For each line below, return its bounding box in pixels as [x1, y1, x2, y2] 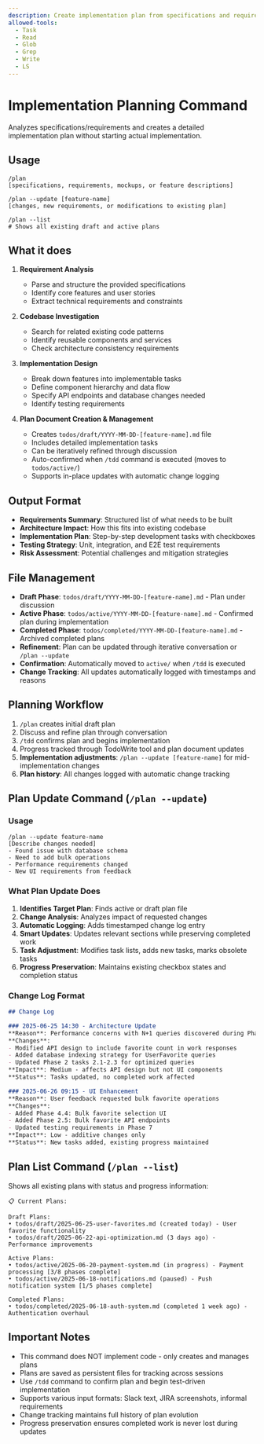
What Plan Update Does [8, 885, 101, 896]
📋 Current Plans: [8, 1197, 68, 1205]
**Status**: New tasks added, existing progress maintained [8, 1138, 210, 1147]
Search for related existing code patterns [31, 327, 164, 336]
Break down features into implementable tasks [31, 374, 182, 383]
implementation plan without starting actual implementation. [8, 130, 203, 140]
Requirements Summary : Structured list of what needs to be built [19, 515, 233, 525]
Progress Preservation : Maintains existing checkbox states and [19, 962, 226, 971]
